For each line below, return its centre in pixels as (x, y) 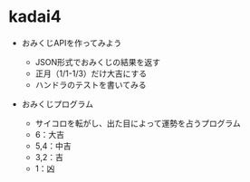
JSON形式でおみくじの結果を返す (97, 62)
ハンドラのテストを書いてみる (91, 84)
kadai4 (35, 17)
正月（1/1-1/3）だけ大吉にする (91, 73)
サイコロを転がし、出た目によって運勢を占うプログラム (138, 123)
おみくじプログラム (58, 104)
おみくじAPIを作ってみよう (72, 43)
